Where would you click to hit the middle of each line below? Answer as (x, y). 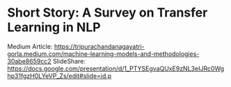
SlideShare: (69, 61)
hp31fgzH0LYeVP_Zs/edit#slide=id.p (59, 76)
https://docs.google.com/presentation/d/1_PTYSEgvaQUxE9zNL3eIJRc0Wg (116, 68)
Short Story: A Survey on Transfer (107, 13)
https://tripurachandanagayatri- (99, 46)
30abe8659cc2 (29, 61)
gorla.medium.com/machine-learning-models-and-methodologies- (103, 54)
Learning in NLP (54, 27)
